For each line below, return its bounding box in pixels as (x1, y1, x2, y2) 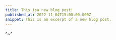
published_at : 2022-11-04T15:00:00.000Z (5, 12, 92, 17)
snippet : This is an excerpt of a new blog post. (5, 17, 112, 22)
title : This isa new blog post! (5, 7, 73, 13)
